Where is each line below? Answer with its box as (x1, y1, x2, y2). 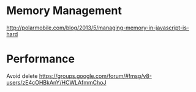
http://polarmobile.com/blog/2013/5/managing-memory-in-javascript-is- (6, 24, 190, 31)
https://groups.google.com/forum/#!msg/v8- (39, 72, 152, 80)
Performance (6, 52, 75, 66)
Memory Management (6, 4, 123, 18)
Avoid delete (6, 72, 38, 80)
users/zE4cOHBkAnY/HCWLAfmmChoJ (6, 79, 107, 86)
